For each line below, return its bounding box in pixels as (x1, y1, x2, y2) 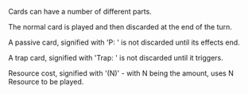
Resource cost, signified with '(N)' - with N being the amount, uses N (8, 69, 234, 78)
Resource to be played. (8, 77, 84, 86)
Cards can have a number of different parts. (8, 7, 153, 16)
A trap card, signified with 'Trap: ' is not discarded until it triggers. (8, 53, 224, 62)
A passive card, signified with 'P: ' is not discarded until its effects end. (8, 37, 240, 47)
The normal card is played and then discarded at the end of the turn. (8, 22, 233, 31)
